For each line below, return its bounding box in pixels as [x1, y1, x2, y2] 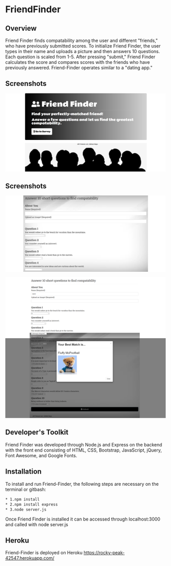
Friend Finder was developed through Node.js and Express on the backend [5, 441, 162, 447]
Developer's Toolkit [5, 428, 69, 437]
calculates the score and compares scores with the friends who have [5, 59, 150, 65]
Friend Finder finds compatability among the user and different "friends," [5, 37, 158, 43]
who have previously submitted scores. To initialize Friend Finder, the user [5, 43, 161, 49]
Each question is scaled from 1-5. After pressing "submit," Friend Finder [5, 54, 156, 60]
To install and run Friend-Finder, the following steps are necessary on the [5, 481, 159, 487]
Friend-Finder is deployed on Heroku [5, 550, 83, 556]
